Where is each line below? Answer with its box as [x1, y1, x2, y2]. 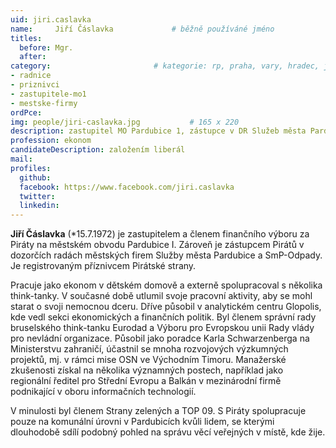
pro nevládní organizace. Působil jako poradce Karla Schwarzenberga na [10, 332, 310, 345]
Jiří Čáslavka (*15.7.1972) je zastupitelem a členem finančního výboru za [10, 228, 310, 240]
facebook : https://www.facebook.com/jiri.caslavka [19, 182, 235, 192]
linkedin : [19, 201, 60, 211]
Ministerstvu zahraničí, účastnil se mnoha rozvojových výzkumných [10, 343, 289, 355]
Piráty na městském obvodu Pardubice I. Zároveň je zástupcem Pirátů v [10, 239, 305, 251]
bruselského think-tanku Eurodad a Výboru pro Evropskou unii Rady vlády [10, 322, 315, 334]
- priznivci [10, 80, 60, 90]
